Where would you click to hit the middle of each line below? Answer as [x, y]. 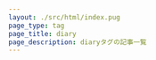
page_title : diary [42, 34]
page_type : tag [37, 26]
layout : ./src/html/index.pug [65, 17]
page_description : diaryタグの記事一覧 [78, 42]
